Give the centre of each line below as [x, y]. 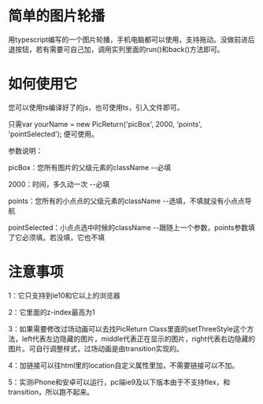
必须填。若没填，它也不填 [63, 237]
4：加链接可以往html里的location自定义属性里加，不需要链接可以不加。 [123, 365]
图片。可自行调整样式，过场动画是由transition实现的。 [96, 348]
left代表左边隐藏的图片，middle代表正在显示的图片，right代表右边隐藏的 [139, 339]
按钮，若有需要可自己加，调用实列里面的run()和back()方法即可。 [119, 49]
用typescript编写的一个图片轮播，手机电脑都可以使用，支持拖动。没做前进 [128, 39]
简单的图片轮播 [57, 16]
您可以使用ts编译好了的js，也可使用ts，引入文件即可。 [96, 107]
